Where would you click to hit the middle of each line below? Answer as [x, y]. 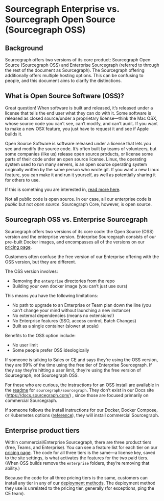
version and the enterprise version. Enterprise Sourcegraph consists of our [81, 237]
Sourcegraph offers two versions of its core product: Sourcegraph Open [78, 60]
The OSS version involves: [32, 271]
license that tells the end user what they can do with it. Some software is [78, 113]
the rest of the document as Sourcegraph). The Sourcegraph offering [75, 70]
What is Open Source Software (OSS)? [65, 96]
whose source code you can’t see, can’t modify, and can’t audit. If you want [82, 123]
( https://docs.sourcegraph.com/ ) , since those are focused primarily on [77, 395]
